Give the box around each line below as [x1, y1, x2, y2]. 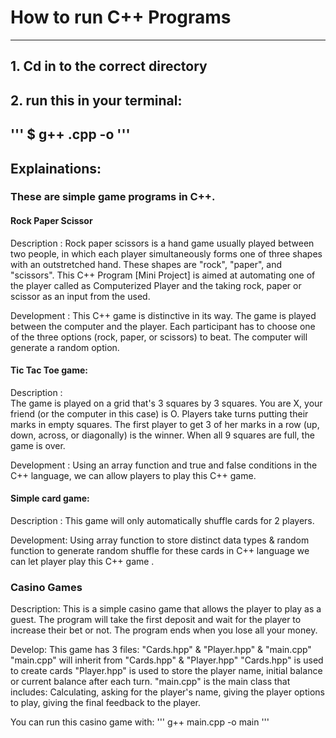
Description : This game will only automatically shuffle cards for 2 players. [10, 515, 315, 527]
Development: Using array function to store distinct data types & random [10, 534, 310, 546]
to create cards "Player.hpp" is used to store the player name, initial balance [10, 665, 323, 677]
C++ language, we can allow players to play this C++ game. [10, 469, 257, 481]
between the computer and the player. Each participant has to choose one [10, 320, 316, 332]
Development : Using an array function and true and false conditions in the [10, 459, 318, 471]
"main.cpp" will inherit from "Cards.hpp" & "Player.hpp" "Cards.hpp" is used [10, 654, 324, 666]
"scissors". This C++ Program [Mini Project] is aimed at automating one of [10, 269, 316, 281]
